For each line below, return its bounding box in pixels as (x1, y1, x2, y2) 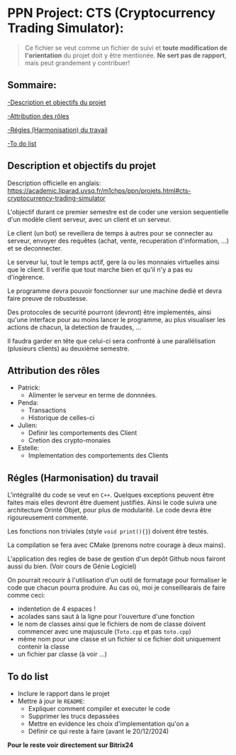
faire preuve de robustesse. (7, 294, 89, 302)
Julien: (17, 421, 38, 430)
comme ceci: (7, 591, 45, 600)
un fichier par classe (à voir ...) (17, 650, 108, 658)
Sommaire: (7, 79, 57, 92)
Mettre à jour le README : (17, 697, 85, 705)
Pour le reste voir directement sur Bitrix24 (7, 741, 134, 749)
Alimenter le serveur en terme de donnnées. (28, 391, 157, 399)
